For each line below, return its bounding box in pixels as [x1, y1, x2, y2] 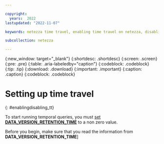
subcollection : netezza [5, 38, 54, 43]
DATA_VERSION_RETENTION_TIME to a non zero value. [5, 119, 118, 125]
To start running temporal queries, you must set [5, 114, 101, 120]
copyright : [5, 11, 27, 16]
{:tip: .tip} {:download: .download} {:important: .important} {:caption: [5, 66, 143, 72]
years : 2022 [9, 16, 36, 21]
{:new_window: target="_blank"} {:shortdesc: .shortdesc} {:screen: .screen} [5, 56, 158, 62]
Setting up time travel [5, 88, 94, 100]
